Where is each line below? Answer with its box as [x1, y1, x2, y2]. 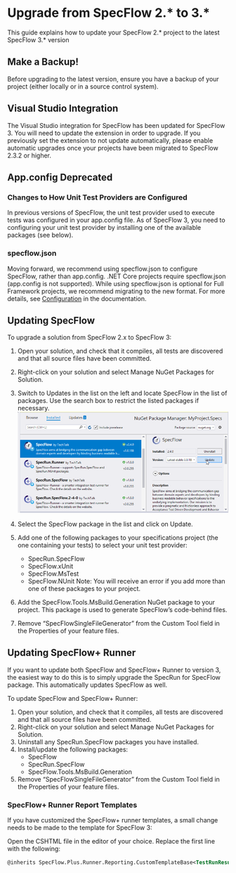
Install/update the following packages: [17, 745, 129, 754]
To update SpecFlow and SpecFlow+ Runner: [7, 694, 138, 702]
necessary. [17, 404, 50, 413]
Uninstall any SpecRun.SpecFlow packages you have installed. [17, 737, 199, 746]
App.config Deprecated [7, 171, 113, 183]
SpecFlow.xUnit [27, 562, 74, 571]
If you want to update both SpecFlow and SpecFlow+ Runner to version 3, [7, 666, 221, 674]
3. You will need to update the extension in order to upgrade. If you [7, 129, 201, 137]
